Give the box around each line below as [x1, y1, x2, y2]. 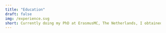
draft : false [5, 12, 32, 16]
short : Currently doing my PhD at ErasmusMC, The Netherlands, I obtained [5, 20, 163, 26]
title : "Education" [5, 7, 45, 12]
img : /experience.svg [5, 16, 50, 21]
